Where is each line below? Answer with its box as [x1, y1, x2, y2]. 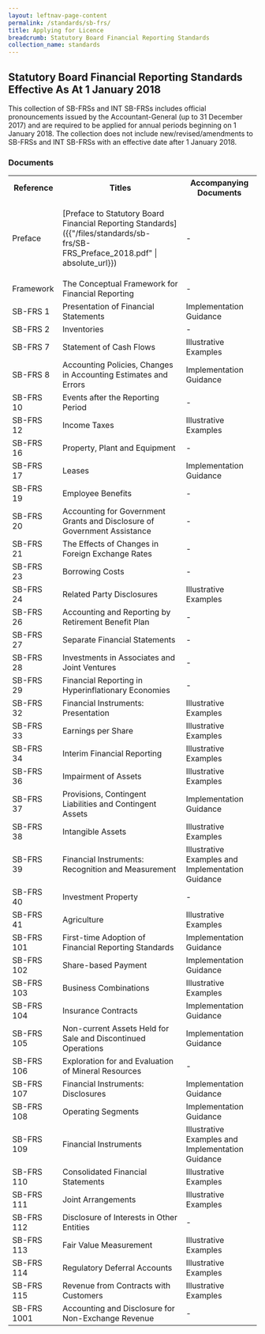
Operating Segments [62, 1106, 140, 1117]
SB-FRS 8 [12, 370, 50, 381]
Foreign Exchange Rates [62, 548, 152, 559]
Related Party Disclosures [62, 589, 158, 600]
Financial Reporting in [62, 675, 144, 686]
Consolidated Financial [62, 1166, 147, 1177]
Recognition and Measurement [62, 864, 177, 875]
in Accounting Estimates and [62, 370, 168, 381]
